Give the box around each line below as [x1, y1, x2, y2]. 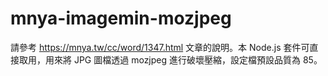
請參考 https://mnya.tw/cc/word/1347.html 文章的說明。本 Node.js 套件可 [10, 41, 310, 53]
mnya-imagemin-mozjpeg [10, 7, 232, 30]
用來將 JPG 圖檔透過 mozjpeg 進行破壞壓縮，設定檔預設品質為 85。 [44, 53, 323, 66]
